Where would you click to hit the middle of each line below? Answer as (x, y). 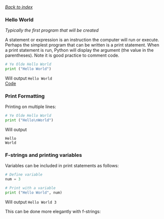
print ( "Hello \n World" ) (29, 120)
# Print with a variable (30, 188)
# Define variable (24, 175)
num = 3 (13, 179)
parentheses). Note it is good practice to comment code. (62, 55)
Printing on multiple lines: (31, 107)
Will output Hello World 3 (31, 202)
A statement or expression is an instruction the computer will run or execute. (82, 40)
